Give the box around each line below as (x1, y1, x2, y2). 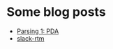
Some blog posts (6, 4, 106, 20)
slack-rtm (16, 34, 45, 42)
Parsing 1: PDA (16, 27, 59, 35)
